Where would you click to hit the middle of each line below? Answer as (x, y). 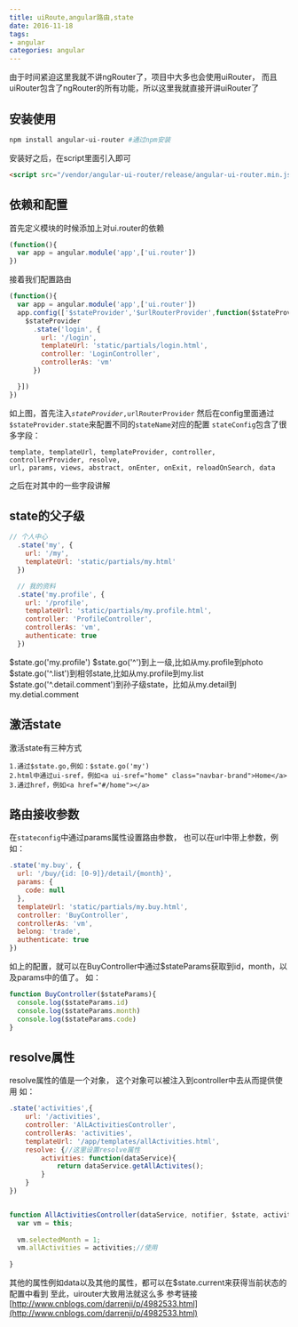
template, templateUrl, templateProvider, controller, (113, 452)
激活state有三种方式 (46, 747)
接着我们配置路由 (40, 279)
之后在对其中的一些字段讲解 (60, 485)
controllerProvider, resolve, (65, 460)
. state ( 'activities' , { (51, 1108)
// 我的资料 (36, 586)
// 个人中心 (29, 537)
